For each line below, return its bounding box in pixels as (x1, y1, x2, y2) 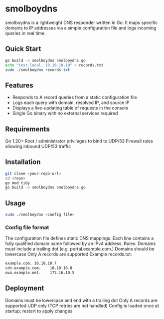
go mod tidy (5, 180, 30, 185)
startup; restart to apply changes (5, 308, 73, 314)
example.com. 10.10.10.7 (5, 261, 57, 266)
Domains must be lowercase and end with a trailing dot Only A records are (5, 297, 158, 303)
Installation (5, 158, 41, 166)
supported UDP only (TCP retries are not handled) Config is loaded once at (5, 302, 160, 308)
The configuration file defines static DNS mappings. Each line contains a (5, 235, 154, 241)
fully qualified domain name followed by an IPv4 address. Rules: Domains (5, 240, 156, 246)
